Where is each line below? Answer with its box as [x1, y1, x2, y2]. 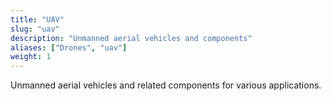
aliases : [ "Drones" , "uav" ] [10, 42, 128, 53]
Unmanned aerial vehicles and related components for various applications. [10, 79, 322, 91]
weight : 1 [10, 52, 52, 62]
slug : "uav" [10, 24, 60, 34]
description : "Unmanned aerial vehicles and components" [10, 33, 253, 43]
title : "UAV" [10, 14, 65, 25]
